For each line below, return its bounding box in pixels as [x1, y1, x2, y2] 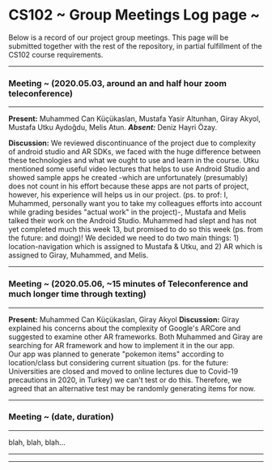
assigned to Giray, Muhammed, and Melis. [8, 250, 149, 261]
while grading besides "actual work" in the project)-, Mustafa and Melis [8, 207, 247, 217]
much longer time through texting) [8, 288, 147, 300]
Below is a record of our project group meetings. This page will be [8, 32, 229, 42]
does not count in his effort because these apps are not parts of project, [8, 181, 249, 192]
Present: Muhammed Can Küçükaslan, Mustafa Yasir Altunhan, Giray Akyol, [8, 114, 261, 123]
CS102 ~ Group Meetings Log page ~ [8, 6, 261, 24]
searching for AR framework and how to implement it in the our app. [8, 340, 235, 350]
